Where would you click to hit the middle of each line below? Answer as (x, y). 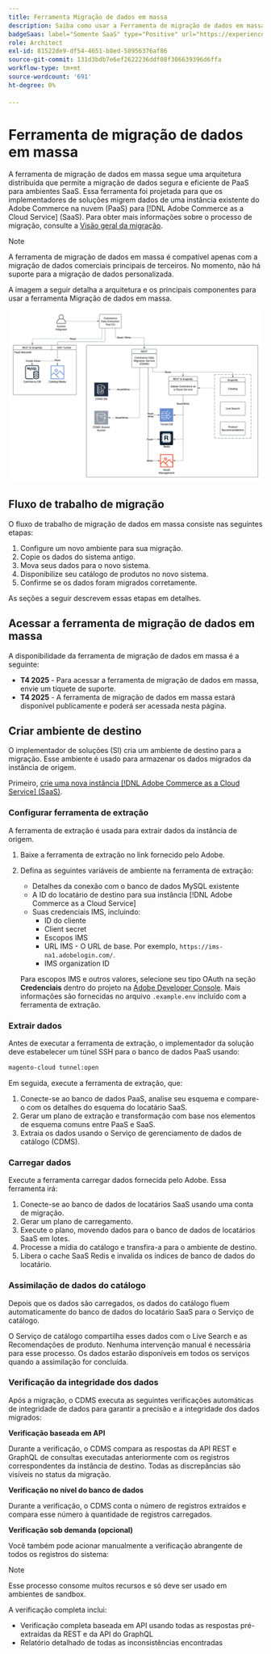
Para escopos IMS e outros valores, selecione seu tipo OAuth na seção (138, 979)
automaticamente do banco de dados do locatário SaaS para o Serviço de (131, 1311)
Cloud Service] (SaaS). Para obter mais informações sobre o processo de (130, 217)
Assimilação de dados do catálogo (77, 1286)
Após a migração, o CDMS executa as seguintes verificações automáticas (131, 1400)
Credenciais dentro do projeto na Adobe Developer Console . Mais (130, 987)
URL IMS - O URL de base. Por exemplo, (111, 946)
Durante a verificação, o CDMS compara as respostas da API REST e (123, 1448)
